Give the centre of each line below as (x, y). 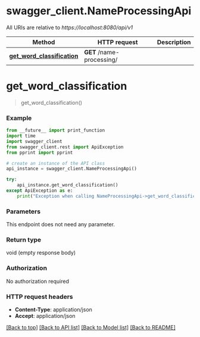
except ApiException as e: (40, 191)
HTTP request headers (40, 297)
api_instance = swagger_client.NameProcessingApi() (71, 169)
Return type (24, 240)
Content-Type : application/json (53, 309)
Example (19, 118)
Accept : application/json (45, 316)
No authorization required (38, 281)
